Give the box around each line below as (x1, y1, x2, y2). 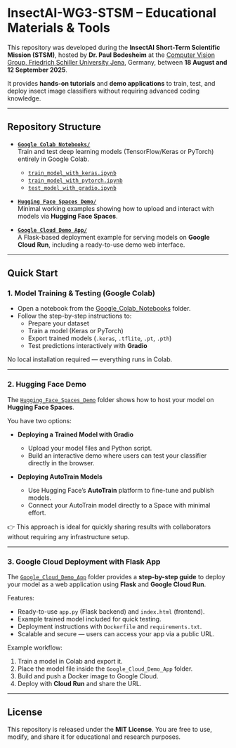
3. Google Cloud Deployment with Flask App (7, 557, 161, 567)
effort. (27, 508, 46, 517)
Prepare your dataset (27, 319, 89, 328)
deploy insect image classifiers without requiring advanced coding (7, 86, 200, 95)
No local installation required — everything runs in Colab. (7, 355, 173, 363)
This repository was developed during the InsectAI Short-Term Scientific (7, 43, 221, 51)
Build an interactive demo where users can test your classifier (27, 451, 207, 460)
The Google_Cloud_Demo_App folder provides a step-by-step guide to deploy (7, 573, 225, 581)
